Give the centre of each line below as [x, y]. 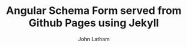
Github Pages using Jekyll [94, 23]
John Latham [94, 39]
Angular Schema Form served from [94, 11]
